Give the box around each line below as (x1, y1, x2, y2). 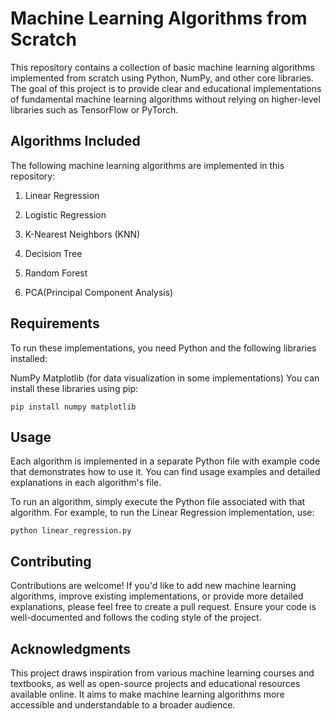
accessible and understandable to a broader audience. (10, 699, 236, 711)
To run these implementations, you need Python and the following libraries (10, 342, 317, 354)
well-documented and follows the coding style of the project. (10, 612, 262, 624)
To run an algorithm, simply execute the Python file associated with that (10, 496, 306, 508)
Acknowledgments (10, 640, 132, 657)
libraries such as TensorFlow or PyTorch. (10, 103, 179, 116)
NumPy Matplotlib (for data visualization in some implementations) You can (10, 372, 320, 384)
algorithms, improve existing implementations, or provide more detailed (10, 590, 304, 602)
